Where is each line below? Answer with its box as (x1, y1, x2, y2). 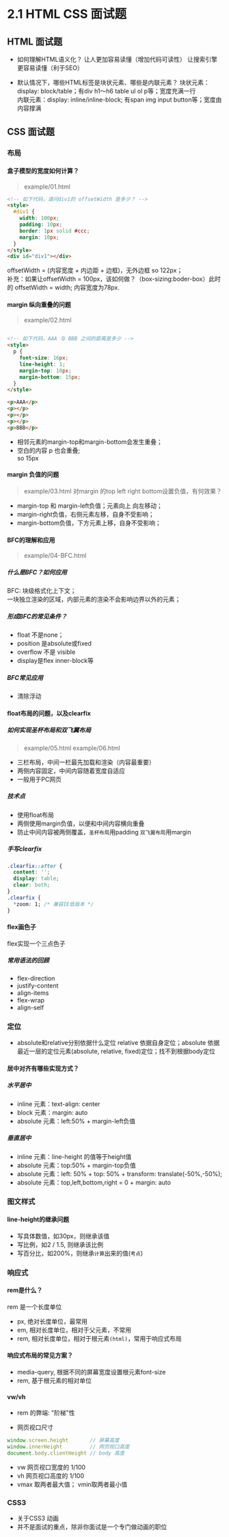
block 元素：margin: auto (16, 1108, 88, 1116)
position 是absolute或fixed (16, 640, 92, 648)
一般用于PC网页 (16, 775, 62, 783)
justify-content (16, 981, 59, 989)
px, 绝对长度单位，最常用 (16, 1317, 87, 1325)
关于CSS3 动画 (16, 1514, 59, 1523)
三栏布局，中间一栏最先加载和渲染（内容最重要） (16, 758, 155, 766)
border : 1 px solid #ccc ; (19, 227, 90, 234)
